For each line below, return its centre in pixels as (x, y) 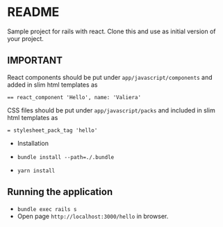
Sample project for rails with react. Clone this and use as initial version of (112, 31)
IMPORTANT (35, 61)
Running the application (60, 192)
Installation (33, 143)
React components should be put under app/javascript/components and (110, 77)
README (33, 12)
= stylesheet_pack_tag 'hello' (52, 130)
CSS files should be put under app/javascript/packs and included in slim (111, 110)
